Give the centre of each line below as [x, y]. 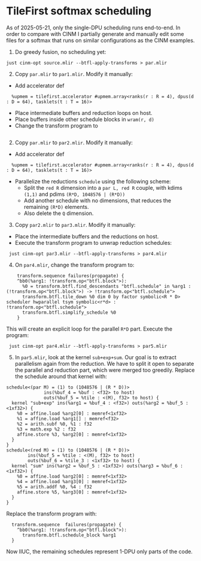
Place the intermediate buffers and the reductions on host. [87, 236]
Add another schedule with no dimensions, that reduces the [98, 200]
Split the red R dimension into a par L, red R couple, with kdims [103, 187]
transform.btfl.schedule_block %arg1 [69, 535]
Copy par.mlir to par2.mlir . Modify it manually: [74, 142]
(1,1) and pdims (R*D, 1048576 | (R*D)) [74, 194]
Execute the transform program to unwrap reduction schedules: [93, 242]
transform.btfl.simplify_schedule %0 [69, 313]
